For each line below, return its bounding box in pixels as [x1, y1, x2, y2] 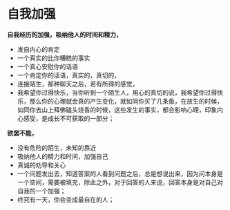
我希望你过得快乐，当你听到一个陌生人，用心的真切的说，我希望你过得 [17, 88, 218, 97]
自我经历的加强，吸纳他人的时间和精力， [7, 30, 122, 39]
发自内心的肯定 [17, 45, 60, 53]
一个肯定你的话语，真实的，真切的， [17, 70, 121, 79]
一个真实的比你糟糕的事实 [17, 53, 90, 62]
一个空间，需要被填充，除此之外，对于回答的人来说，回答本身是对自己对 [17, 178, 223, 187]
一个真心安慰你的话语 [17, 62, 78, 70]
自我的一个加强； [17, 187, 66, 195]
